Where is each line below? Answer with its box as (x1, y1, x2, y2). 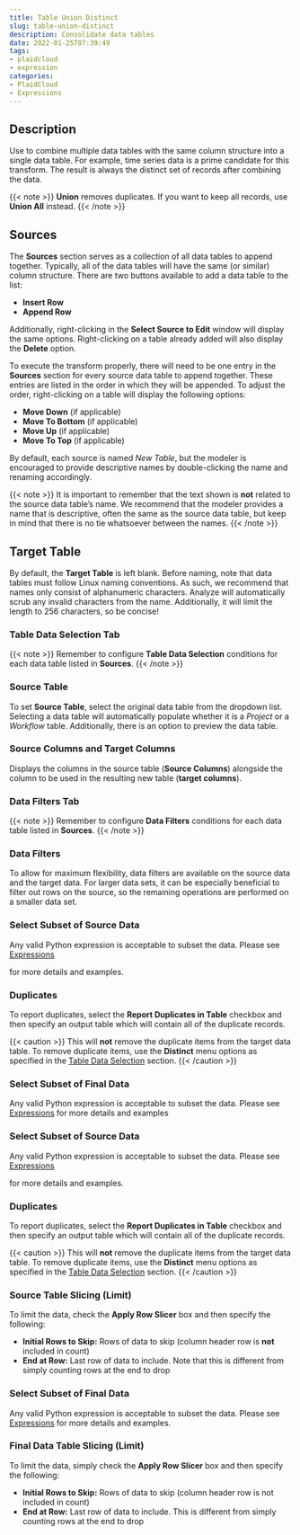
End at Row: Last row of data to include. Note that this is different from (22, 1355, 285, 1366)
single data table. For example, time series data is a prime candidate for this (9, 155, 290, 166)
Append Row (22, 306, 72, 317)
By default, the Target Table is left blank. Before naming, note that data (9, 567, 272, 578)
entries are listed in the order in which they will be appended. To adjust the (9, 379, 286, 391)
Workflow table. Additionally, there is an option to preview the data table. (9, 720, 278, 731)
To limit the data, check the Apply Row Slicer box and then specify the (9, 1309, 271, 1320)
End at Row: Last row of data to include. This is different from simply (22, 1506, 277, 1517)
